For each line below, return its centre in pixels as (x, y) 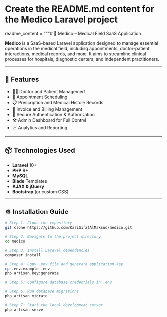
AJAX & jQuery (28, 186)
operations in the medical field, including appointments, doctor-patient (77, 48)
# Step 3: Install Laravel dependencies (48, 250)
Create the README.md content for (80, 9)
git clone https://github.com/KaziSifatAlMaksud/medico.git (69, 228)
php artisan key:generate (32, 273)
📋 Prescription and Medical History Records (58, 102)
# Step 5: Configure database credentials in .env (59, 282)
